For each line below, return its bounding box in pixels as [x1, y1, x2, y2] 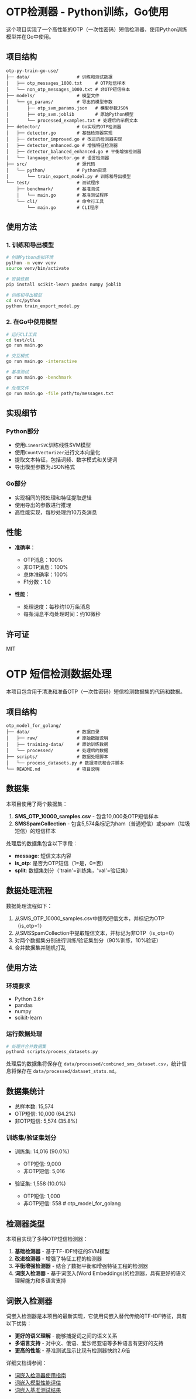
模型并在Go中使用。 [6, 33, 54, 40]
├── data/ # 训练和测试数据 [6, 74, 113, 80]
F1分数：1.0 [23, 578, 51, 585]
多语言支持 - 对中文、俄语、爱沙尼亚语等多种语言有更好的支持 [14, 1340, 164, 1347]
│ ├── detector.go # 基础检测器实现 [6, 130, 113, 136]
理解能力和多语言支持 [14, 1277, 66, 1284]
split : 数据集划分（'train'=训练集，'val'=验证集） [14, 867, 131, 874]
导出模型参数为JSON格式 [14, 464, 75, 471]
